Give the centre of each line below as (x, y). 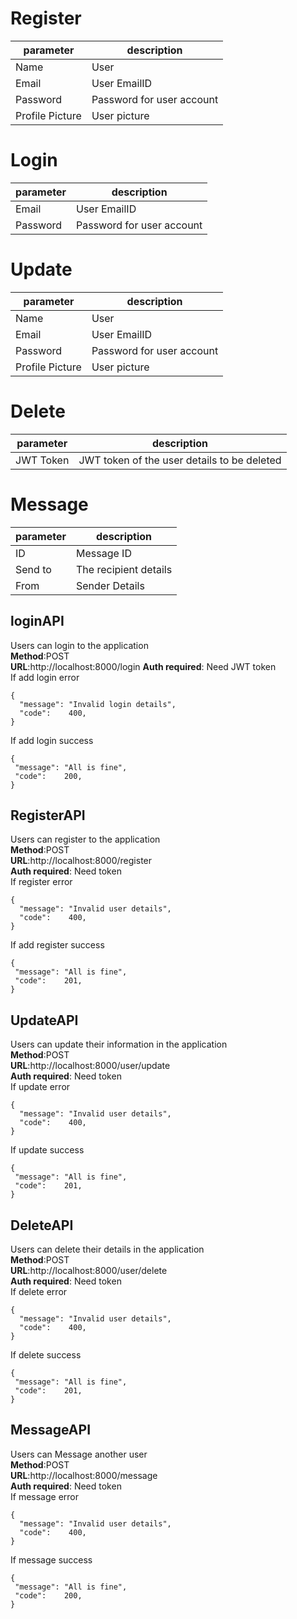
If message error (44, 1496)
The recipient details (124, 569)
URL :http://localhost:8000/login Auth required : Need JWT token (143, 666)
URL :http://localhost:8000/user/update (90, 1066)
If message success (51, 1559)
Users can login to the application (79, 645)
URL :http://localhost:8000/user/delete (89, 1270)
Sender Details (110, 585)
